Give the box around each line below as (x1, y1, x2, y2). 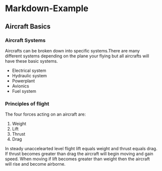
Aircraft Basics (5, 22, 51, 31)
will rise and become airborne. (5, 161, 66, 167)
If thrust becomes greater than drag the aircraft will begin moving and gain (5, 151, 154, 157)
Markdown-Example (5, 3, 88, 14)
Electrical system (12, 68, 46, 73)
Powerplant (12, 78, 35, 84)
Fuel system (12, 88, 36, 94)
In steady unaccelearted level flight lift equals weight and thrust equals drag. (5, 146, 158, 152)
